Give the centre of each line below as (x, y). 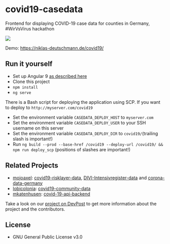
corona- (156, 178)
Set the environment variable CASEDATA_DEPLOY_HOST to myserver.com (83, 117)
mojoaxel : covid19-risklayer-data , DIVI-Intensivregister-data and (80, 178)
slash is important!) (33, 139)
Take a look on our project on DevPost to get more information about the (81, 204)
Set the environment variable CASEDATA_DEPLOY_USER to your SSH (79, 123)
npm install (25, 87)
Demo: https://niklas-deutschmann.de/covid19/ (55, 48)
